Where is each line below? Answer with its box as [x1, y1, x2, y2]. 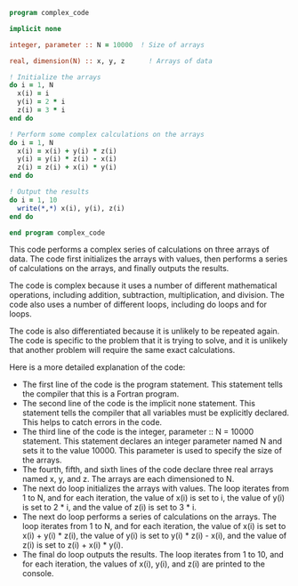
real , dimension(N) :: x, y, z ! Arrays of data [9, 56, 213, 66]
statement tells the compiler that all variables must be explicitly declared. [21, 407, 290, 418]
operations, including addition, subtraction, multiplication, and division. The [9, 290, 285, 301]
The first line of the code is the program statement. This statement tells [21, 379, 283, 390]
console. [21, 568, 54, 579]
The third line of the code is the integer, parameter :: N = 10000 [21, 427, 254, 437]
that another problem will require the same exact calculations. [9, 345, 236, 356]
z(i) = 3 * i [17, 106, 66, 115]
